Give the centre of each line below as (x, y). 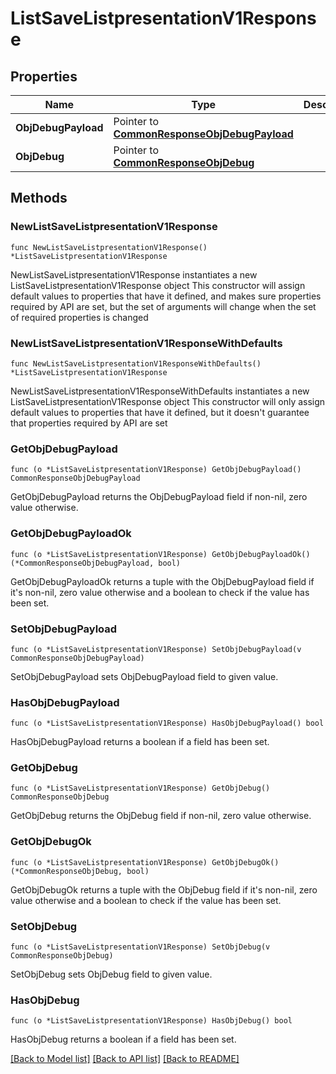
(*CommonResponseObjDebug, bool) (80, 871)
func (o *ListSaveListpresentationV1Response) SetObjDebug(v (140, 947)
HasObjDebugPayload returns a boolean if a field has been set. (140, 742)
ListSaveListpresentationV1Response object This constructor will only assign (168, 401)
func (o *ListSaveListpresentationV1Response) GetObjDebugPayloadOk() (160, 554)
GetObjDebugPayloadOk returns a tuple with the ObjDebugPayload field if (162, 581)
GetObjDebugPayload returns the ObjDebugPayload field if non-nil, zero (159, 497)
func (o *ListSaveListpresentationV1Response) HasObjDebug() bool (151, 1021)
